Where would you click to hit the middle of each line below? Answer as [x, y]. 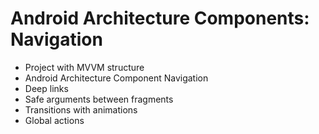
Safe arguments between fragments [99, 99]
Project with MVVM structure [84, 67]
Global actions [54, 120]
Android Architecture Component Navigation [116, 78]
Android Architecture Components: [160, 18]
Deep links [46, 88]
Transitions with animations [81, 109]
